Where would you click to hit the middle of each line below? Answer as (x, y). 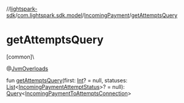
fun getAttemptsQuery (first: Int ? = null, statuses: (67, 80)
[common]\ (20, 57)
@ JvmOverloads (27, 68)
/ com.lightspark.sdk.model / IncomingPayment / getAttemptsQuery (96, 15)
